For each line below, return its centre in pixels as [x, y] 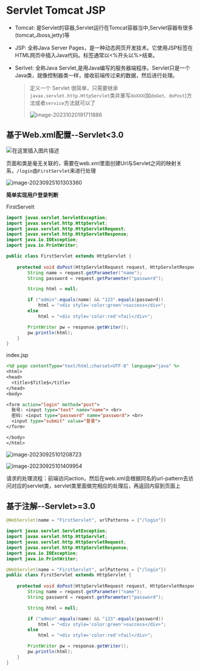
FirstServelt [20, 207]
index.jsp [17, 355]
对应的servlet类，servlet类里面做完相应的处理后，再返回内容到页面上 [96, 486]
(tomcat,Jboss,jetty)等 [42, 35]
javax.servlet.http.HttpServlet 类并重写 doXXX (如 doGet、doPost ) [108, 95]
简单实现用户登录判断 [32, 195]
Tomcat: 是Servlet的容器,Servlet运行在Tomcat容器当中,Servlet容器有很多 [104, 27]
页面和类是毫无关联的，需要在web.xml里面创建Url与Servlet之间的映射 [91, 163]
